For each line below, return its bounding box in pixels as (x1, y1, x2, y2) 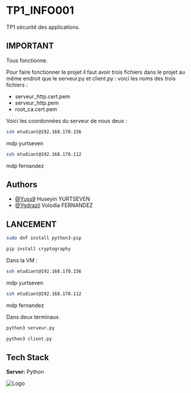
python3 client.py (6, 335, 52, 342)
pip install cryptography (6, 246, 71, 252)
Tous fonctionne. (6, 56, 48, 64)
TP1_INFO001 (6, 4, 74, 17)
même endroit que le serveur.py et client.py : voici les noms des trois (6, 74, 176, 82)
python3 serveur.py (6, 325, 55, 331)
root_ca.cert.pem (14, 106, 57, 113)
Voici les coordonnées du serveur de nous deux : (6, 117, 128, 124)
